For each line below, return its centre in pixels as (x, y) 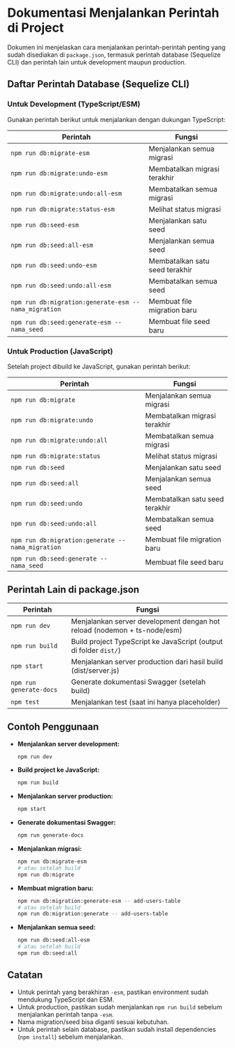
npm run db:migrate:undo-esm (59, 173)
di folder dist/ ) (96, 650)
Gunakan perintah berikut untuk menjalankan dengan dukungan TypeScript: (116, 119)
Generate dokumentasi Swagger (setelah (138, 682)
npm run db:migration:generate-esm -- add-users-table (99, 901)
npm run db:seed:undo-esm (54, 265)
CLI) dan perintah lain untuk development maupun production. (97, 62)
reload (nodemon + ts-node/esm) (127, 630)
